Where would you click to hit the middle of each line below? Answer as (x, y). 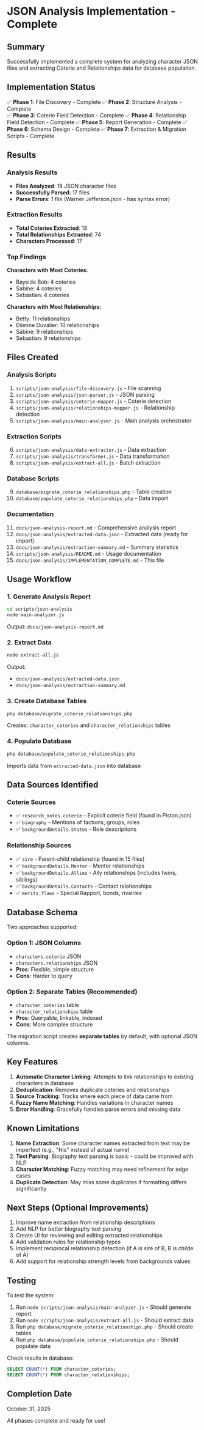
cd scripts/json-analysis (40, 610)
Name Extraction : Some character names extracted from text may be (103, 1143)
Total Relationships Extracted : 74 (58, 234)
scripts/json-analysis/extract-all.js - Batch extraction (88, 463)
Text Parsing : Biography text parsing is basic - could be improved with (104, 1156)
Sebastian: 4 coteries (42, 295)
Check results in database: (40, 1358)
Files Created (33, 357)
